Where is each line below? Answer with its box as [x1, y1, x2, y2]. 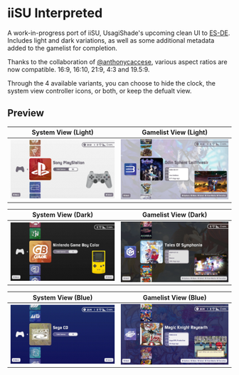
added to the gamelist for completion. [7, 43, 117, 52]
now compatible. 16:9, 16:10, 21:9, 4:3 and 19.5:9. [7, 65, 150, 73]
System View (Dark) [31, 210, 94, 219]
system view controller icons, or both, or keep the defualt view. [7, 86, 192, 95]
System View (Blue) [33, 293, 93, 302]
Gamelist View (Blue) [142, 293, 207, 302]
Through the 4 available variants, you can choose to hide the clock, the [7, 78, 216, 87]
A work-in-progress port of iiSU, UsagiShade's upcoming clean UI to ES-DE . [7, 29, 230, 37]
